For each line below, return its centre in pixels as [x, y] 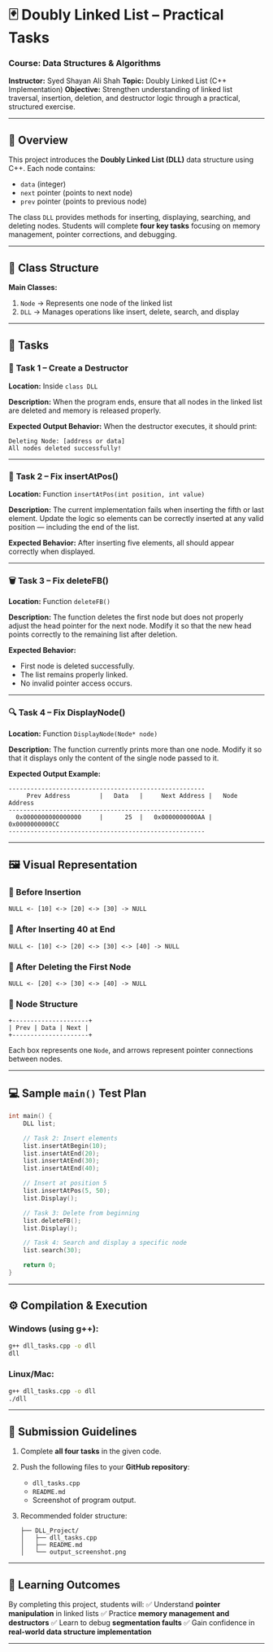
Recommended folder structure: [74, 1516]
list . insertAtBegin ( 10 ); [65, 1146]
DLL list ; [40, 1124]
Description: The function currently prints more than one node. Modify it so [135, 749]
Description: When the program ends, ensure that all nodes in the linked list [135, 401]
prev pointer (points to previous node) [84, 202]
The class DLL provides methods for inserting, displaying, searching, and [130, 217]
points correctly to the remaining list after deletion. [93, 634]
